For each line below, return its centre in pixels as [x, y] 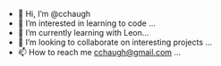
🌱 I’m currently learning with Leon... [83, 33]
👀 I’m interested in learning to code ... [87, 23]
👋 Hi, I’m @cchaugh [54, 14]
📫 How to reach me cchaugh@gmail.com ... [99, 52]
